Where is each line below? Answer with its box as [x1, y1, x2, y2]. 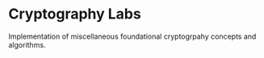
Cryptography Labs [8, 5, 141, 23]
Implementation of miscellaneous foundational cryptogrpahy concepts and [8, 31, 257, 41]
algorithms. [8, 39, 46, 49]
